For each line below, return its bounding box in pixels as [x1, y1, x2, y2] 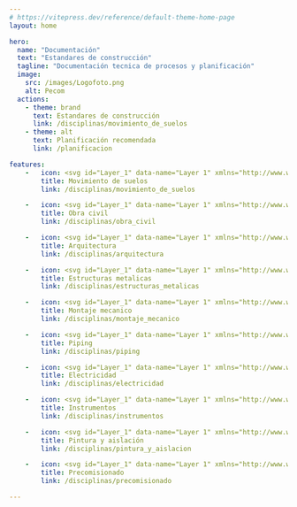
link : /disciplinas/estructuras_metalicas [41, 282, 200, 291]
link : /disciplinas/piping [41, 347, 141, 356]
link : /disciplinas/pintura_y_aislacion [41, 444, 192, 453]
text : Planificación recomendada [32, 136, 156, 145]
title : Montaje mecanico [41, 306, 133, 315]
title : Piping [41, 338, 93, 348]
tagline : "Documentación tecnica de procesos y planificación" [17, 62, 255, 71]
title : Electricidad [41, 371, 117, 380]
